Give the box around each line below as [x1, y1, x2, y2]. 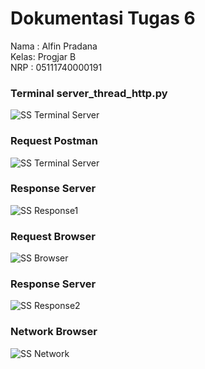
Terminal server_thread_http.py [10, 86, 168, 100]
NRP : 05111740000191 [10, 61, 103, 73]
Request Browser [10, 229, 96, 243]
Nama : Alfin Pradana [10, 40, 98, 52]
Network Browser [10, 325, 98, 339]
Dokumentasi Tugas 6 [10, 7, 196, 30]
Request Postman [10, 134, 98, 148]
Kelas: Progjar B [10, 50, 77, 62]
